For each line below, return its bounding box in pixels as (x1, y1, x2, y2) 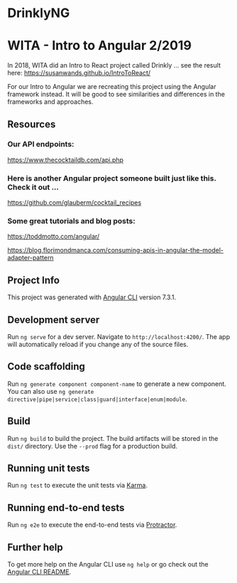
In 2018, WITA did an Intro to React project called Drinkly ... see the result (7, 61, 221, 70)
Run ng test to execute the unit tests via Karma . (7, 481, 148, 490)
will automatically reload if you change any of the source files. (7, 340, 189, 349)
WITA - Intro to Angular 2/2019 (7, 38, 192, 54)
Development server (7, 314, 100, 326)
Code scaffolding (7, 360, 85, 373)
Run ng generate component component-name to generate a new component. (7, 379, 227, 388)
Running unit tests (7, 462, 90, 474)
